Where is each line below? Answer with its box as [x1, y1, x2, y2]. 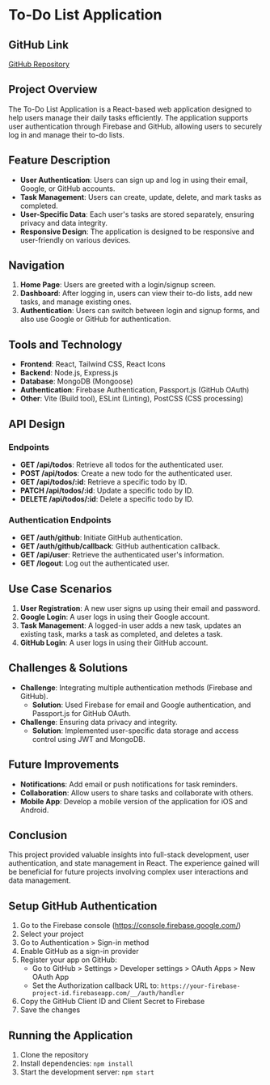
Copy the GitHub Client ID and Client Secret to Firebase [19, 997, 205, 1007]
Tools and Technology [8, 337, 123, 351]
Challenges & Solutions [8, 661, 128, 675]
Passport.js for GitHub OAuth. [32, 708, 132, 718]
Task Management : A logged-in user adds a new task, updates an [19, 621, 242, 630]
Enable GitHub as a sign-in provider [19, 947, 139, 956]
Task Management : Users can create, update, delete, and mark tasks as [19, 192, 262, 201]
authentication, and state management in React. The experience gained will [8, 858, 259, 868]
